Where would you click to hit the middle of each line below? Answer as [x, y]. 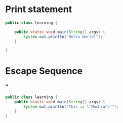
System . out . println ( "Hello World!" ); [63, 36]
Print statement [39, 9]
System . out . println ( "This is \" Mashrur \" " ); [71, 107]
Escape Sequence [44, 71]
